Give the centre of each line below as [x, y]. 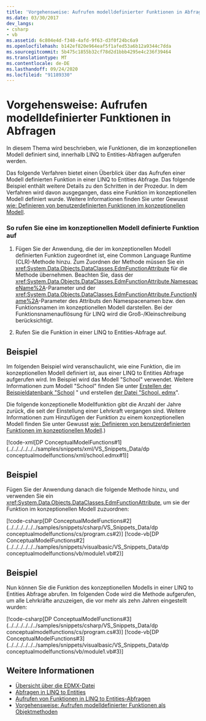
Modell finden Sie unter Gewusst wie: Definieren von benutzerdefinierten [98, 424]
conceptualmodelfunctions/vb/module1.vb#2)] [65, 554]
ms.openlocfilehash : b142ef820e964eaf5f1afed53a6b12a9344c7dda [89, 47]
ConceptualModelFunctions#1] [83, 443]
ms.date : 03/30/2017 [33, 18]
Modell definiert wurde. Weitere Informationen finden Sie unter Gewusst [97, 199]
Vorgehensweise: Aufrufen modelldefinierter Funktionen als [90, 705]
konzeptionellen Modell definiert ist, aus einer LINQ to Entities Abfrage [95, 373]
